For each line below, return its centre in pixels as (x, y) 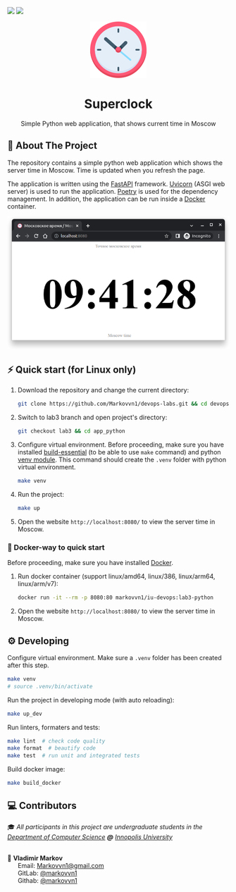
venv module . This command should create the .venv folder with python (122, 460)
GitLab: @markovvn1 (47, 873)
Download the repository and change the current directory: (103, 390)
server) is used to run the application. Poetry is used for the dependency (113, 191)
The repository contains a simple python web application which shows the (115, 163)
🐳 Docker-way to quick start (56, 547)
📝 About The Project (52, 145)
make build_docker (34, 783)
